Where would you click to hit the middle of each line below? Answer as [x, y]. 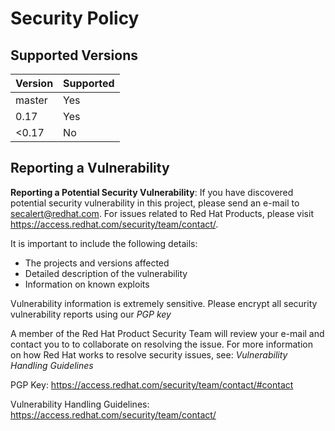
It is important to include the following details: [104, 243]
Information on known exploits [87, 284]
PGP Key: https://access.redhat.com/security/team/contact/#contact [152, 384]
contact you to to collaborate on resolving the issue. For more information [161, 344]
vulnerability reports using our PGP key [91, 314]
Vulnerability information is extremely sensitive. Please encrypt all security [164, 303]
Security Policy [75, 18]
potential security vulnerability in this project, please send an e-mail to [155, 203]
